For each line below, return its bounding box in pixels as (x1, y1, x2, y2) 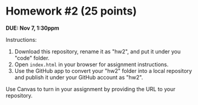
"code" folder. (14, 54, 50, 61)
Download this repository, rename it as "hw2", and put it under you (14, 47, 181, 55)
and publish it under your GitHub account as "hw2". (14, 73, 144, 81)
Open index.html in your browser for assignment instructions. (14, 61, 169, 68)
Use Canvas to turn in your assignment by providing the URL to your (5, 85, 176, 92)
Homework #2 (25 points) (5, 4, 137, 18)
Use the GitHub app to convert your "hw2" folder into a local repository (14, 67, 192, 74)
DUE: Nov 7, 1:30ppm (5, 24, 60, 32)
